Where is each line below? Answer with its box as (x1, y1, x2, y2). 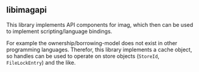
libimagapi (6, 5, 47, 15)
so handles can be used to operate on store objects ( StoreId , (6, 52, 159, 60)
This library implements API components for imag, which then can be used (6, 21, 194, 28)
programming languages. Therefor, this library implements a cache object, (6, 46, 192, 53)
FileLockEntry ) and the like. (6, 59, 76, 66)
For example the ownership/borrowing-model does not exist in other (6, 39, 178, 46)
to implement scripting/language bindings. (6, 27, 113, 35)
